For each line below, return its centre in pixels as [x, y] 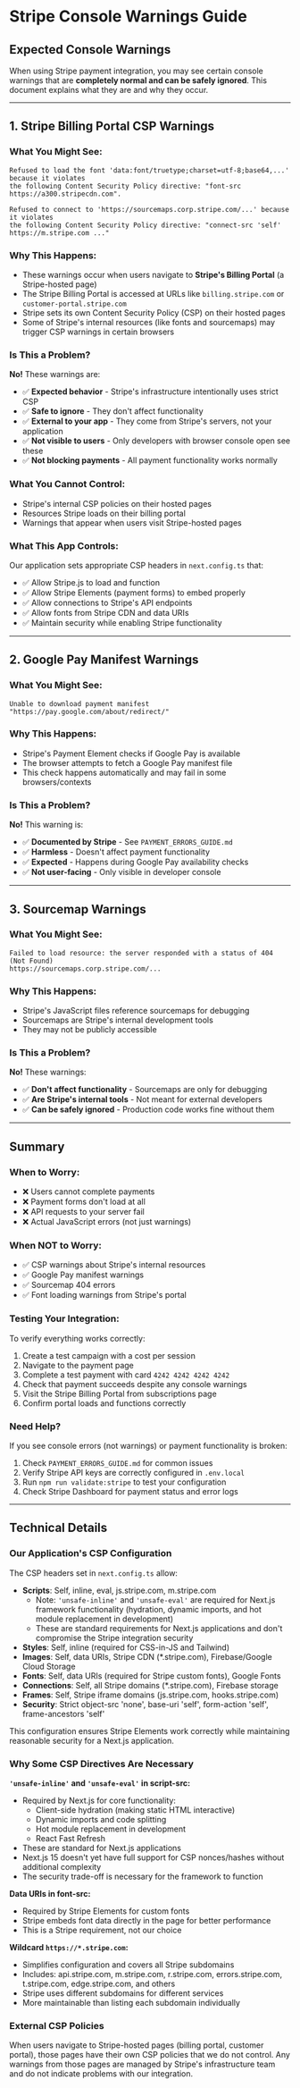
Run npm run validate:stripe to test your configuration [124, 1482]
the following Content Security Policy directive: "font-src [125, 186]
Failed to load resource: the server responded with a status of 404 [142, 953]
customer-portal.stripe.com [74, 304]
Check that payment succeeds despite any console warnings [134, 1384]
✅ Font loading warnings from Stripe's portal [104, 1295]
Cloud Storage [49, 1666]
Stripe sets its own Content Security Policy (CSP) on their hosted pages [154, 312]
